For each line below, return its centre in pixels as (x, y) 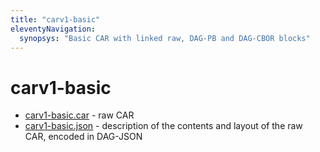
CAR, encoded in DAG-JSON (83, 137)
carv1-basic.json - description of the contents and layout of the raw (163, 126)
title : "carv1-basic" (55, 19)
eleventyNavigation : (53, 29)
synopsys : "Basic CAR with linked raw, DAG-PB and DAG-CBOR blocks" (165, 38)
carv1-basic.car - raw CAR (79, 115)
